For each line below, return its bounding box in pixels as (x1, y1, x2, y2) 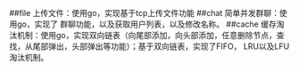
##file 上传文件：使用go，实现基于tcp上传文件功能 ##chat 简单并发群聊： (9, 8, 280, 18)
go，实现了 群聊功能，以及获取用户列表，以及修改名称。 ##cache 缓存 (16, 19, 277, 29)
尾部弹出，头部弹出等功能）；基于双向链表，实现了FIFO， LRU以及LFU (32, 41, 290, 51)
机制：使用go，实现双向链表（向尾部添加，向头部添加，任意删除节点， (16, 30, 277, 40)
